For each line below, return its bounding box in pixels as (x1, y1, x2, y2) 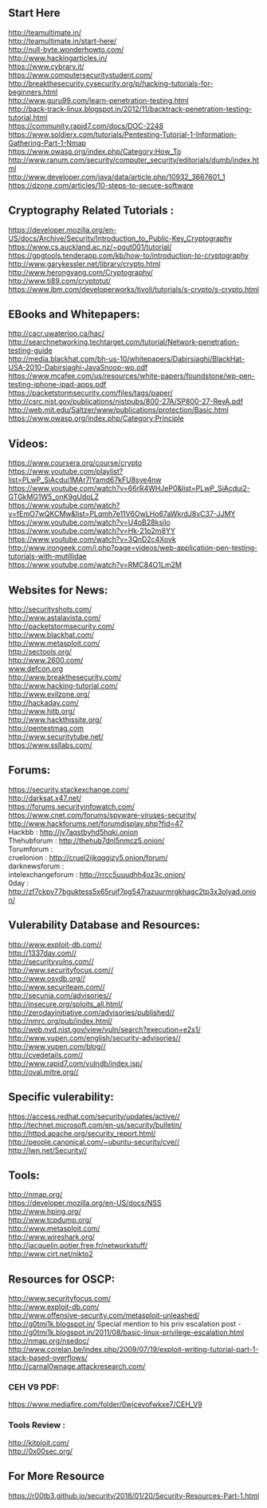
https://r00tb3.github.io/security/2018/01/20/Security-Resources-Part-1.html (8, 1490, 260, 1500)
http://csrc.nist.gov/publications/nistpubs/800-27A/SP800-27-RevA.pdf (8, 397, 243, 406)
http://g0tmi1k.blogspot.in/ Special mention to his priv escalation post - (8, 1319, 241, 1329)
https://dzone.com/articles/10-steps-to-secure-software (8, 180, 194, 190)
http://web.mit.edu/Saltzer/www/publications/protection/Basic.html (8, 405, 229, 415)
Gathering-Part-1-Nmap (8, 138, 86, 147)
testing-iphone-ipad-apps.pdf (8, 380, 107, 389)
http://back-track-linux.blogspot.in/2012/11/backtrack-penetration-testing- (8, 104, 253, 114)
